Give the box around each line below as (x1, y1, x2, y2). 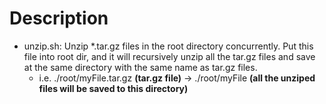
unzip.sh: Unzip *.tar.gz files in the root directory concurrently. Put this (23, 40, 314, 52)
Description (9, 7, 109, 30)
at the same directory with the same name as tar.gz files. (23, 61, 258, 73)
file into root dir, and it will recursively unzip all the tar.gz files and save (23, 50, 316, 62)
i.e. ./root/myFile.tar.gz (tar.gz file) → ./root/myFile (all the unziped (38, 72, 316, 84)
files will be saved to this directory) (38, 82, 189, 94)
